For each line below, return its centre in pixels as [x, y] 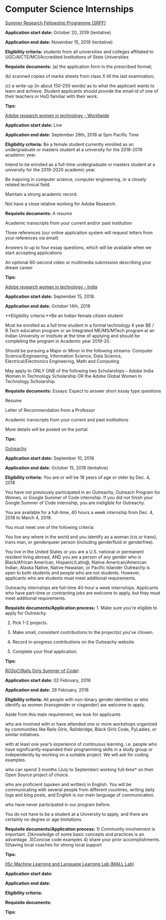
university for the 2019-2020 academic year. [51, 170]
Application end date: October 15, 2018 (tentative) [56, 467]
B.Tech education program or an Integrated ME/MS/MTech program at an [80, 330]
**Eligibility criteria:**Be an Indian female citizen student [64, 315]
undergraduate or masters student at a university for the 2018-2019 [74, 149]
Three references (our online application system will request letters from [79, 232]
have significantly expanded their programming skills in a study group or [79, 749]
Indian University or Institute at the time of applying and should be [73, 336]
